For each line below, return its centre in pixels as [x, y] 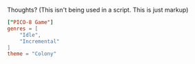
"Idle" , [30, 35]
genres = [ [23, 29]
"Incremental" [39, 41]
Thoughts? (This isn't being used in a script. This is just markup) [98, 10]
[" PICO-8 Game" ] [30, 22]
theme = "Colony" [32, 54]
